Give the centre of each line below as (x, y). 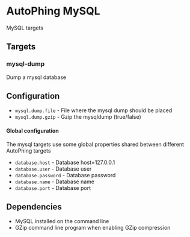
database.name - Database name (55, 182)
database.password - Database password (65, 175)
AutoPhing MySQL (53, 11)
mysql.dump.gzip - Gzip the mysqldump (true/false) (78, 117)
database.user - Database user (53, 169)
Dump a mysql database (36, 77)
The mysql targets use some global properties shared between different (95, 144)
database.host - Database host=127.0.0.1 (65, 162)
